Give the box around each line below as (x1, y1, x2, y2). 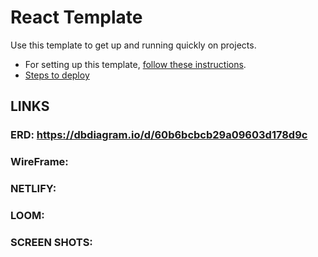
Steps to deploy (24, 69, 90, 81)
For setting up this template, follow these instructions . (24, 58, 247, 70)
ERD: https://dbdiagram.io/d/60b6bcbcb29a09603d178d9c (10, 128, 308, 142)
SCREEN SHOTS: (10, 235, 93, 249)
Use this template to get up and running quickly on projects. (10, 39, 257, 51)
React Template (10, 6, 143, 29)
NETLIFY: (10, 182, 57, 196)
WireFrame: (10, 155, 69, 169)
